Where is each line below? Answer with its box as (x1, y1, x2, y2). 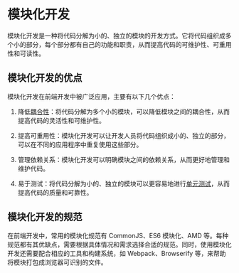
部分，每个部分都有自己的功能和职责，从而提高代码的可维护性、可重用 (26, 40, 232, 48)
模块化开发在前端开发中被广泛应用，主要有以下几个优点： (7, 92, 176, 100)
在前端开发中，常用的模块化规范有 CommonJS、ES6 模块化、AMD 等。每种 (7, 231, 229, 240)
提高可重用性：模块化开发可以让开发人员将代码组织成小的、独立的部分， (17, 131, 230, 139)
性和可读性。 (7, 49, 45, 58)
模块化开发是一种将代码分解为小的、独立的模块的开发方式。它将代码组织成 (7, 31, 225, 40)
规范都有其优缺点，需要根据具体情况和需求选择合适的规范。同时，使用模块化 (7, 240, 232, 249)
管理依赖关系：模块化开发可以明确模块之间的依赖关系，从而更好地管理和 (17, 155, 230, 164)
